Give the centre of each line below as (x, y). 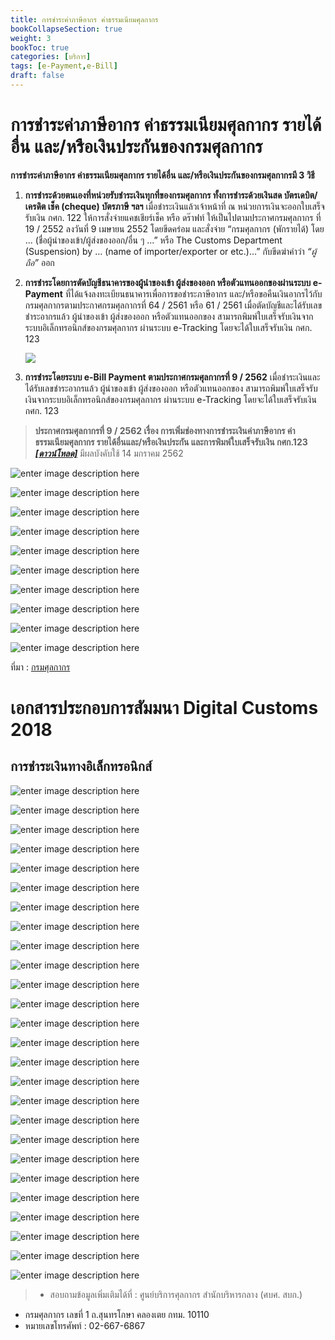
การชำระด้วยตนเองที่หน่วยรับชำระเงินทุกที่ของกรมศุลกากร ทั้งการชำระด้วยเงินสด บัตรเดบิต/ (171, 195)
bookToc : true (40, 47)
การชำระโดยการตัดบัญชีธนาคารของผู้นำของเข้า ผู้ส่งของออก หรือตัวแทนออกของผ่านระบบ (168, 282)
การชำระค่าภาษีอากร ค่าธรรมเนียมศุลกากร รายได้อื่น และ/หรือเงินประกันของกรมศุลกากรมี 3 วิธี (162, 175)
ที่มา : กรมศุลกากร (40, 667)
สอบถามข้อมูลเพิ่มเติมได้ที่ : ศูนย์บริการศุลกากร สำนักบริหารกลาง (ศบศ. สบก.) (176, 1294)
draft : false (37, 76)
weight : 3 (31, 38)
